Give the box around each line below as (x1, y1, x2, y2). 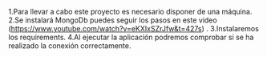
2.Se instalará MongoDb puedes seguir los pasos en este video (8, 15, 218, 25)
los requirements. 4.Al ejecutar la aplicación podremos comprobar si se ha (8, 32, 254, 42)
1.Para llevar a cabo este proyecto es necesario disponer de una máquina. (8, 7, 253, 16)
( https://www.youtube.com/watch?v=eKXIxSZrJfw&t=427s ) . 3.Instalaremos (8, 24, 259, 33)
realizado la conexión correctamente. (8, 41, 131, 51)
